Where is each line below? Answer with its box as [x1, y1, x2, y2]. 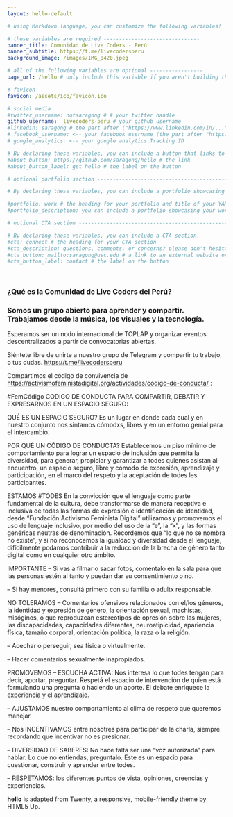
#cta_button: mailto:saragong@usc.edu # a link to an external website [7, 251, 218, 258]
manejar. [7, 711, 33, 720]
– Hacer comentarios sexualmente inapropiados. [7, 655, 146, 663]
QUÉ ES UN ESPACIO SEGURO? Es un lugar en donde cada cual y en [7, 413, 203, 422]
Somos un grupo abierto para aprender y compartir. [7, 305, 184, 315]
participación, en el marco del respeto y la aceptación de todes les [7, 471, 198, 479]
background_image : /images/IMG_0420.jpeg [7, 55, 129, 62]
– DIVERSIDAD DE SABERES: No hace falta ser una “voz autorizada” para [7, 746, 216, 754]
